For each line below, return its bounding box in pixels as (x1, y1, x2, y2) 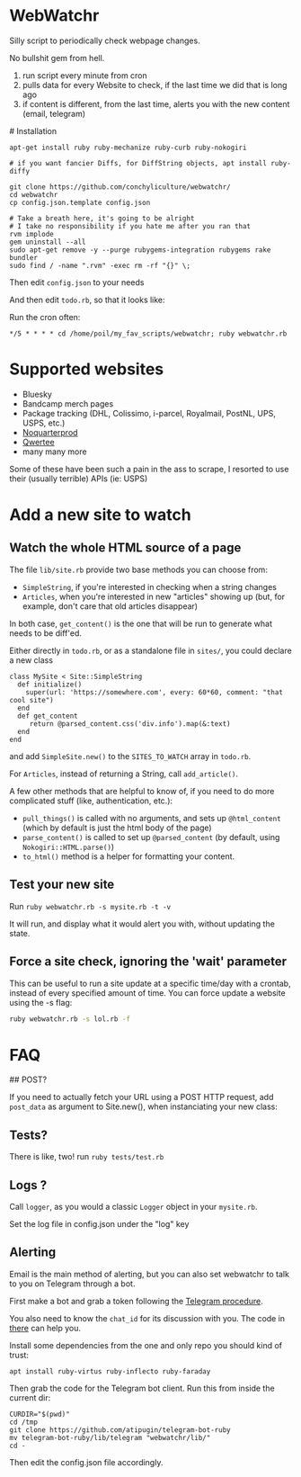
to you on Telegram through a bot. (9, 1278, 136, 1289)
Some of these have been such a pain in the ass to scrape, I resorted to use (9, 463, 289, 474)
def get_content (17, 712, 78, 721)
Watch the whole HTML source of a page (9, 541, 242, 556)
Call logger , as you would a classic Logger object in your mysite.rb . (9, 1201, 258, 1212)
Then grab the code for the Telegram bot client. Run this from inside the (9, 1383, 276, 1393)
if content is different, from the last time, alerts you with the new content (22, 98, 290, 109)
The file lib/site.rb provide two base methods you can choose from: (9, 564, 268, 575)
